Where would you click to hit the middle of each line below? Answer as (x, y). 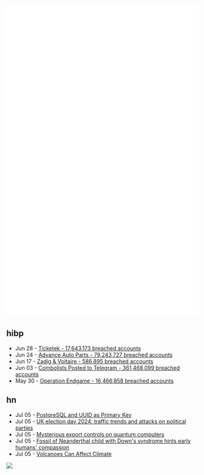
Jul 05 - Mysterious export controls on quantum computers (90, 434)
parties (24, 428)
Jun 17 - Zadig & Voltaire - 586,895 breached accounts (84, 361)
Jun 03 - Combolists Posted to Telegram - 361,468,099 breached (97, 368)
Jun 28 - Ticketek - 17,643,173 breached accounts (78, 348)
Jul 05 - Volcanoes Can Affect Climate (63, 454)
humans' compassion (42, 447)
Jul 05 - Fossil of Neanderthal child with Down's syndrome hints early (103, 441)
